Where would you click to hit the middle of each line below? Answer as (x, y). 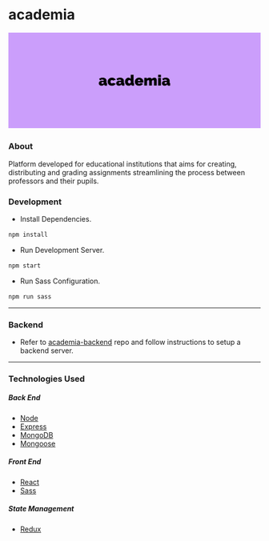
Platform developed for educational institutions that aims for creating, (123, 164)
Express (33, 427)
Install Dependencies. (56, 218)
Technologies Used (47, 379)
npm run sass (30, 297)
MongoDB (36, 435)
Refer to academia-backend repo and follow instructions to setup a (130, 342)
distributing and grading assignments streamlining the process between (127, 172)
